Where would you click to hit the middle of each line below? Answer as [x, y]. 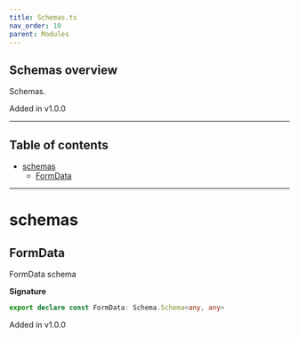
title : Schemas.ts [43, 17]
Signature [28, 291]
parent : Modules [39, 34]
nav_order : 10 [36, 26]
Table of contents [59, 144]
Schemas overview [64, 70]
